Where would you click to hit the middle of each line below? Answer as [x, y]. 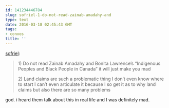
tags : [11, 29]
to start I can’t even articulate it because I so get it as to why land [87, 84]
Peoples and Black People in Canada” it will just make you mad [84, 69]
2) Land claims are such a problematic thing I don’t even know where [91, 79]
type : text [17, 20]
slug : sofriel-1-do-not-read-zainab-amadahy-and [58, 15]
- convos [15, 34]
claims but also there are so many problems [64, 89]
